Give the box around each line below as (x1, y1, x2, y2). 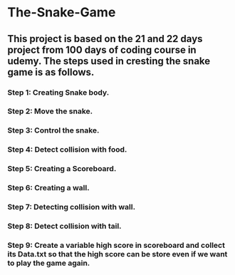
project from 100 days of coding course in (7, 43, 197, 56)
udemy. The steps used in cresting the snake (7, 55, 211, 67)
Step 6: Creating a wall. (7, 183, 90, 193)
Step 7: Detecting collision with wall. (7, 202, 136, 212)
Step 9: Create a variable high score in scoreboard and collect (7, 240, 226, 250)
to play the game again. (7, 258, 90, 268)
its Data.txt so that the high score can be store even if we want (7, 249, 228, 259)
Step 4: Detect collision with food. (7, 145, 127, 155)
